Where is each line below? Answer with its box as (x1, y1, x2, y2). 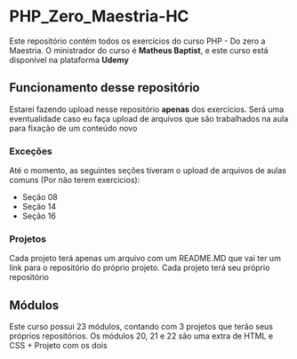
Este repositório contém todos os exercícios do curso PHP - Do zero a (9, 36, 266, 46)
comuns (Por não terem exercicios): (9, 175, 140, 186)
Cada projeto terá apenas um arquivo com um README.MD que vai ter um (9, 253, 282, 264)
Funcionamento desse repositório (9, 80, 200, 95)
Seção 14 (21, 202, 57, 212)
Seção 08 (21, 192, 58, 203)
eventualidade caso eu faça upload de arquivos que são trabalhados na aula (9, 113, 289, 124)
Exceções (9, 145, 53, 157)
